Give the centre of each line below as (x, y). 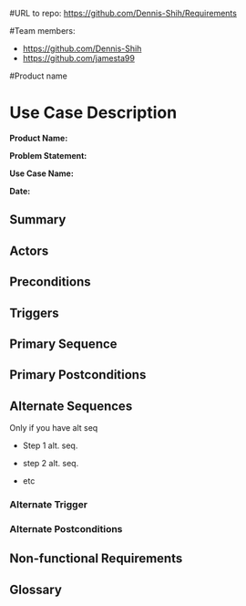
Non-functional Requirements (96, 559)
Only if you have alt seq (54, 428)
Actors (29, 251)
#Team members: (42, 31)
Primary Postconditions (78, 375)
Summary (38, 219)
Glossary (36, 589)
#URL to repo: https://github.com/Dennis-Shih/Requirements (123, 13)
